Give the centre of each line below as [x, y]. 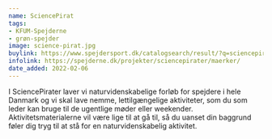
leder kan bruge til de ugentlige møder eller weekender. [101, 108]
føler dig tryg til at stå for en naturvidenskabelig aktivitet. [103, 125]
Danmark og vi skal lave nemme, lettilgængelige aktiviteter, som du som [128, 100]
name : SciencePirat [41, 16]
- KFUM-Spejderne [38, 31]
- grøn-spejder [34, 38]
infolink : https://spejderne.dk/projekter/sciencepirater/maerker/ [125, 61]
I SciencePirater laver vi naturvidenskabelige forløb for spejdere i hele [125, 91]
